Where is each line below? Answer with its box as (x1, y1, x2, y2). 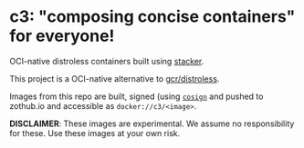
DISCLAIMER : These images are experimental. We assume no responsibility (9, 118, 295, 129)
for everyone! (9, 25, 115, 46)
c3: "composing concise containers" (9, 6, 296, 27)
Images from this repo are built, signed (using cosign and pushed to (9, 91, 264, 102)
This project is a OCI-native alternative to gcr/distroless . (9, 73, 220, 84)
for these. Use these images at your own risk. (9, 127, 181, 138)
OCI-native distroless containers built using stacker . (9, 55, 204, 66)
